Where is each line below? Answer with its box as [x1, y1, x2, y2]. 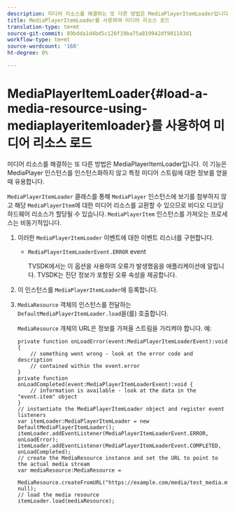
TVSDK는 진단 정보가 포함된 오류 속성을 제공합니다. [37, 271, 178, 279]
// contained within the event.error [30, 362, 140, 369]
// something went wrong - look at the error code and [30, 350, 194, 357]
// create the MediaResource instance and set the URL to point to [17, 454, 218, 461]
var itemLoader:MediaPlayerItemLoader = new [17, 418, 150, 425]
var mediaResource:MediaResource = [17, 467, 122, 474]
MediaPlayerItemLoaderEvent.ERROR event [27, 247, 147, 256]
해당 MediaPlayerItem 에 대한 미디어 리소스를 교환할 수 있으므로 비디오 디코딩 [14, 200, 224, 209]
